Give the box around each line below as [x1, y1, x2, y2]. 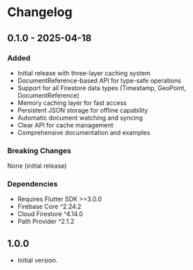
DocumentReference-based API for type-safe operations [17, 76, 182, 85]
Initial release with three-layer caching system [17, 69, 150, 77]
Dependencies [7, 179, 58, 189]
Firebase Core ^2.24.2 [17, 202, 82, 211]
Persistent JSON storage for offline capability [17, 106, 148, 114]
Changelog [7, 4, 73, 20]
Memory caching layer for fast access [17, 99, 127, 107]
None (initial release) [7, 162, 67, 170]
